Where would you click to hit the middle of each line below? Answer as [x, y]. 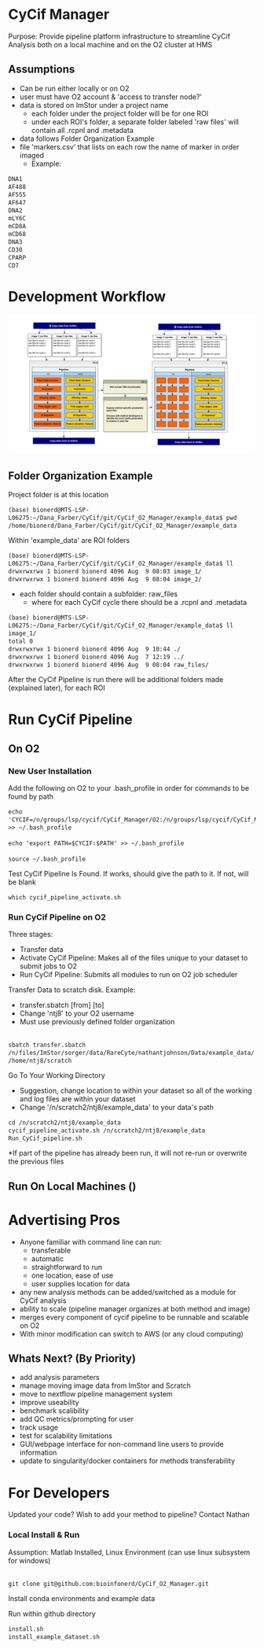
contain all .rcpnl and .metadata [82, 130]
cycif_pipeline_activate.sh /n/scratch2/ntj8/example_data [107, 1131]
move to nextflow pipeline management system [96, 1394]
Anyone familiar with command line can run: [91, 1241]
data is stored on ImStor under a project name [94, 105]
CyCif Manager [59, 15]
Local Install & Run [44, 1535]
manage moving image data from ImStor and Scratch [105, 1385]
